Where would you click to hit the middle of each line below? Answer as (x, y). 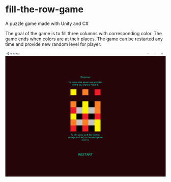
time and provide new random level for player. (53, 44)
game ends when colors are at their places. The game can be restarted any (84, 39)
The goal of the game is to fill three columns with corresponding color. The (84, 33)
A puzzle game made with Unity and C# (47, 23)
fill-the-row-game (45, 9)
